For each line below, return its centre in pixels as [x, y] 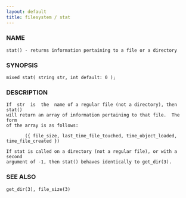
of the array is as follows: [42, 125]
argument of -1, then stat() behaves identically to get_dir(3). [89, 162]
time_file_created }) [33, 141]
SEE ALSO [21, 177]
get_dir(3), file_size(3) [38, 189]
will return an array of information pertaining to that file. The [93, 115]
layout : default [26, 12]
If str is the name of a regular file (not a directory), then [92, 105]
